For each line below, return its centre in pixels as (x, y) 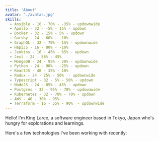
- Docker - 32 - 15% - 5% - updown (47, 33)
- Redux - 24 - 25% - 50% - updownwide (53, 76)
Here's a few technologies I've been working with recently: (66, 133)
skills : (13, 19)
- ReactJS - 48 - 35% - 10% (39, 71)
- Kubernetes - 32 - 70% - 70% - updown (53, 94)
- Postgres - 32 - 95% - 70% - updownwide (55, 89)
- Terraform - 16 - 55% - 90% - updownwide (57, 104)
